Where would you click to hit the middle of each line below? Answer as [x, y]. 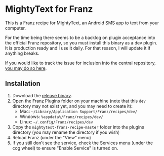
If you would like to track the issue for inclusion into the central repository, [81, 63]
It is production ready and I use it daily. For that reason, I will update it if [78, 48]
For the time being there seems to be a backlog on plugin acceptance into [80, 38]
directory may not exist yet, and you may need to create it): [72, 106]
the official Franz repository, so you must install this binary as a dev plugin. [81, 42]
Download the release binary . [42, 95]
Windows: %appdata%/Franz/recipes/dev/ [61, 117]
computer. [16, 28]
